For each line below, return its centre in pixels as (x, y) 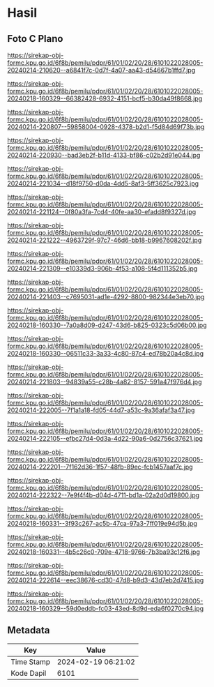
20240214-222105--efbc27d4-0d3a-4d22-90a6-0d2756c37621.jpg (105, 438)
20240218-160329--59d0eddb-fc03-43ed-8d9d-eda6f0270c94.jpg (106, 609)
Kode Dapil (29, 673)
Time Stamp (31, 662)
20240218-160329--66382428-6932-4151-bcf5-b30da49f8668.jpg (105, 98)
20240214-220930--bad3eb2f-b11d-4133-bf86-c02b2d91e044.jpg (104, 155)
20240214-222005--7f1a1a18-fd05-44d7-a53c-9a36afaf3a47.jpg (101, 410)
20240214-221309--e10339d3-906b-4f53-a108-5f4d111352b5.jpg (102, 269)
